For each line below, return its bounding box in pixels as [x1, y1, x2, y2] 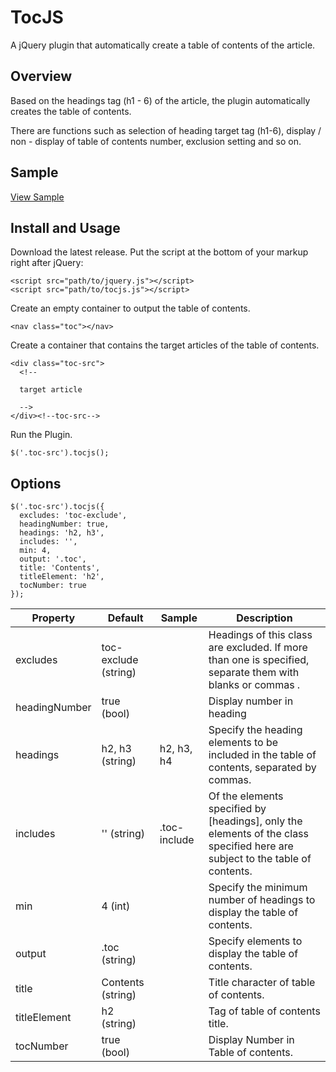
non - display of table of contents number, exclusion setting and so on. [10, 135, 302, 147]
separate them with [208, 666, 300, 680]
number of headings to [208, 893, 316, 907]
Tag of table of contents [208, 1004, 321, 1018]
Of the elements [208, 789, 284, 803]
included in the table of [208, 748, 317, 762]
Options [10, 475, 62, 492]
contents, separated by [208, 761, 317, 775]
